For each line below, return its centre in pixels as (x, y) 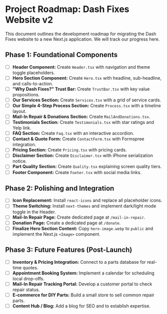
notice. (19, 161)
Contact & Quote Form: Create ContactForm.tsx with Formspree (78, 139)
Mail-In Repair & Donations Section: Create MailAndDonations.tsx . (81, 117)
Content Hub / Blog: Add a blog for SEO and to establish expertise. (81, 306)
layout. (19, 111)
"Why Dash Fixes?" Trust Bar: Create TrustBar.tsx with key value (81, 89)
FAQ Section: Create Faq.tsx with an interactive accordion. (73, 133)
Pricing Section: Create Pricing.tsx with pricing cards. (69, 150)
